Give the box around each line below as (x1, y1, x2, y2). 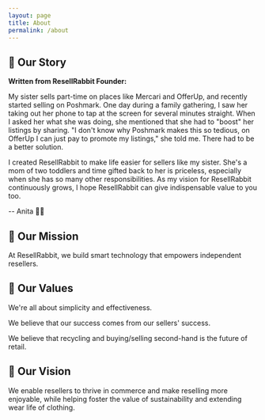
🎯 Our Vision (8, 365, 71, 378)
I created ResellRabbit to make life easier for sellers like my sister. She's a (8, 157, 248, 167)
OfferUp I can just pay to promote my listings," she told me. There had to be (8, 134, 255, 143)
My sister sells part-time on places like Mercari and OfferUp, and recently (8, 92, 248, 101)
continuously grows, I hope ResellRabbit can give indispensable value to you (8, 183, 257, 192)
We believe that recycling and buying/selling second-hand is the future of (8, 333, 248, 342)
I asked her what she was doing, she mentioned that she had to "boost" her (8, 117, 255, 127)
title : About (8, 19, 51, 27)
